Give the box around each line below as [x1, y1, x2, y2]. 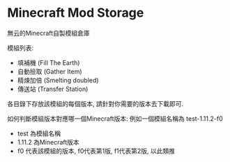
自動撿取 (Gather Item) [17, 67, 82, 75]
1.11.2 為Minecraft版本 [17, 138, 80, 146]
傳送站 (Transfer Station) [17, 84, 89, 93]
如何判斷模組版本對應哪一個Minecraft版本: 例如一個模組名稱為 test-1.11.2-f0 [7, 114, 223, 123]
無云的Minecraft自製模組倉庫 [7, 29, 90, 37]
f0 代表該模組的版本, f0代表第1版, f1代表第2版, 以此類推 [17, 147, 176, 155]
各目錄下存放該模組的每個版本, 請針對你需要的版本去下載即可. [7, 99, 184, 108]
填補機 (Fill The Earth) [17, 58, 80, 67]
